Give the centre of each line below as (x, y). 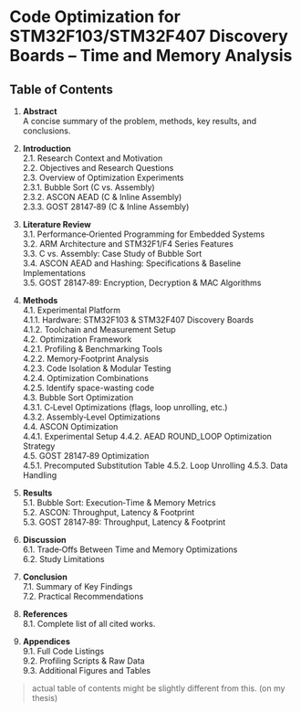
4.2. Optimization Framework (77, 339)
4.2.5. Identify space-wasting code (88, 388)
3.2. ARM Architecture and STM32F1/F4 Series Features (128, 244)
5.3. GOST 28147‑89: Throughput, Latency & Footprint (124, 522)
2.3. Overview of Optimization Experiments (103, 177)
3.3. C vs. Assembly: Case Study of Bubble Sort (112, 254)
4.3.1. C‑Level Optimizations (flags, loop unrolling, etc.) (125, 407)
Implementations (54, 273)
